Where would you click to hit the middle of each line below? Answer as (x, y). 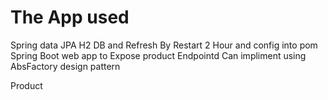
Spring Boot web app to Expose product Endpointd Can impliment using (158, 55)
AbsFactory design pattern (65, 66)
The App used (70, 17)
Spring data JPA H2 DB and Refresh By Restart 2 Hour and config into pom (164, 45)
